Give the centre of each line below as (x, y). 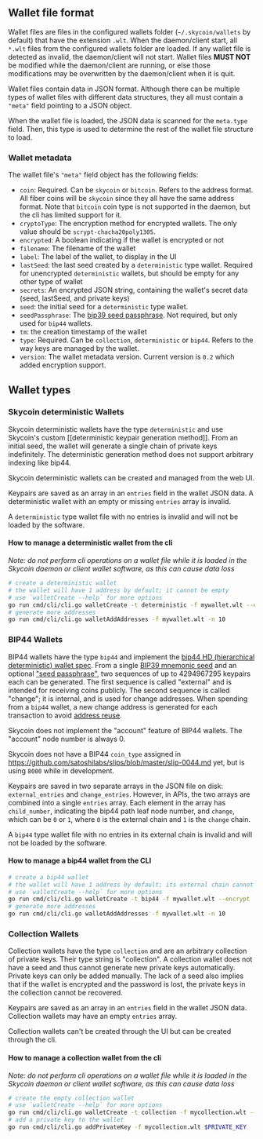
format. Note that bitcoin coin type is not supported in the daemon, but (135, 206)
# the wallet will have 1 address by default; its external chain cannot (131, 885)
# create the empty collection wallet (71, 1098)
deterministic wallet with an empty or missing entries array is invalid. (120, 501)
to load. (20, 137)
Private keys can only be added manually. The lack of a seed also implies (126, 976)
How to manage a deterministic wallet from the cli (90, 543)
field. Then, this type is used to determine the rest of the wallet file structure (131, 129)
